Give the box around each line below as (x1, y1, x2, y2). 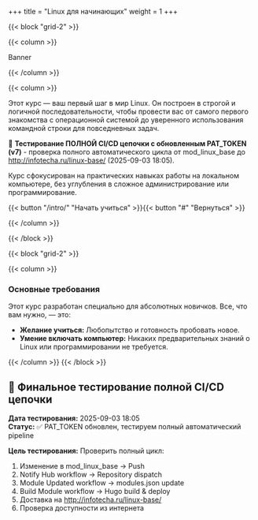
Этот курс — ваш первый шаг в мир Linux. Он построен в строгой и (8, 99, 236, 107)
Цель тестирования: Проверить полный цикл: (8, 446, 164, 456)
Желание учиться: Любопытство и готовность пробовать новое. (19, 325, 240, 335)
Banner (8, 53, 31, 62)
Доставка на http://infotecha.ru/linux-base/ (19, 495, 162, 504)
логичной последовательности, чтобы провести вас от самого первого (8, 107, 249, 116)
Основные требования (8, 283, 101, 294)
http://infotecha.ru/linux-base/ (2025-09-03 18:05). (8, 155, 175, 165)
